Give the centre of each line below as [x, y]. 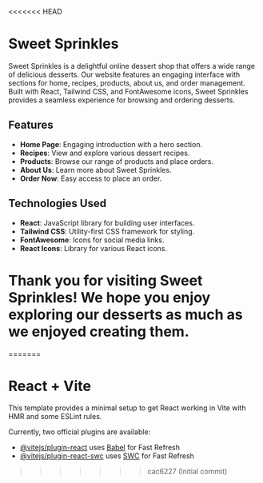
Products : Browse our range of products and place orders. [117, 161]
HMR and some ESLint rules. [55, 417]
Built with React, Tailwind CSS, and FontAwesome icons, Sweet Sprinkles [129, 91]
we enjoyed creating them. [99, 331]
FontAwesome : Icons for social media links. [92, 240]
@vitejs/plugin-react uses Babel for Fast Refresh [100, 448]
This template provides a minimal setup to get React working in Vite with [127, 408]
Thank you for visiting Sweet [106, 280]
